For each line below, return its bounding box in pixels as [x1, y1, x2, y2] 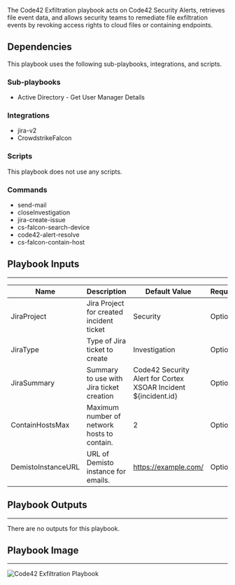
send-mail [17, 201, 47, 209]
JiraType [10, 345, 40, 355]
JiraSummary [10, 378, 55, 387]
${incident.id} [132, 391, 178, 401]
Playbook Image [7, 544, 79, 556]
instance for [86, 466, 126, 476]
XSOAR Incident [132, 382, 185, 392]
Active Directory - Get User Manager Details [17, 93, 145, 102]
